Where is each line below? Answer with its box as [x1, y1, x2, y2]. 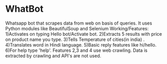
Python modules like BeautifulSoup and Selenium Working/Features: [5, 25, 149, 31]
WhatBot [5, 3, 44, 15]
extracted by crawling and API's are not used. [5, 52, 102, 59]
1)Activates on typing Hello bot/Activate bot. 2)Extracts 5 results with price [5, 31, 162, 37]
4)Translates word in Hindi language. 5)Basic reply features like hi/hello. [5, 41, 157, 48]
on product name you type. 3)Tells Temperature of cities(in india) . [5, 36, 145, 42]
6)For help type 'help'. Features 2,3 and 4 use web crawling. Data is [5, 47, 148, 53]
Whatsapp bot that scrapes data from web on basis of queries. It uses [5, 20, 152, 26]
